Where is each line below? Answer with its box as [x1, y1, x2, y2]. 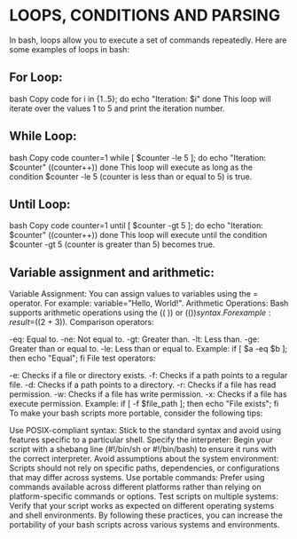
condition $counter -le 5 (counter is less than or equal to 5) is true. [9, 170, 253, 182]
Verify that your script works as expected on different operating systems [9, 501, 275, 511]
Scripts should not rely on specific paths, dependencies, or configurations [9, 463, 280, 473]
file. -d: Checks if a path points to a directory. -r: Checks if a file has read [9, 379, 277, 391]
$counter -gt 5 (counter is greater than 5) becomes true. [9, 239, 215, 250]
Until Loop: [9, 196, 71, 211]
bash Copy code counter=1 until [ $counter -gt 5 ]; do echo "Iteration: [9, 220, 263, 231]
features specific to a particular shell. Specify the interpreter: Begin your [9, 434, 273, 445]
